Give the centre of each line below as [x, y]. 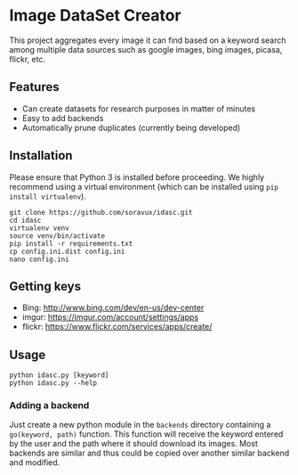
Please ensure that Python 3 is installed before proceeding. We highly [137, 177]
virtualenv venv [39, 228]
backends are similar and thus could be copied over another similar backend [149, 453]
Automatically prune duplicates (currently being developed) [131, 127]
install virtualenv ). [48, 196]
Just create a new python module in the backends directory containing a [140, 425]
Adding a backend [49, 405]
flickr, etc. [28, 59]
